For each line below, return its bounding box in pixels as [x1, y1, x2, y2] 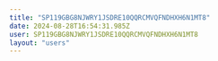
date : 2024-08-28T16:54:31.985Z [9, 22, 130, 30]
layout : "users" [9, 38, 70, 48]
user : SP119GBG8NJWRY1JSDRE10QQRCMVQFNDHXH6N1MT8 [9, 30, 199, 39]
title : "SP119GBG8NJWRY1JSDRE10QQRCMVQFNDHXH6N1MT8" [9, 13, 211, 22]
